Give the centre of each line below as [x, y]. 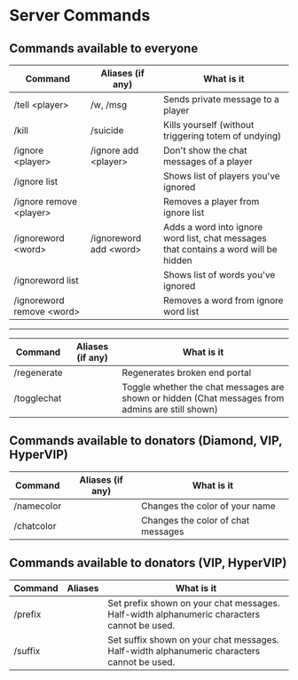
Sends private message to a [221, 99]
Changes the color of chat [196, 520]
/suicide [107, 130]
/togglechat [38, 398]
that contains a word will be [220, 249]
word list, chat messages [216, 238]
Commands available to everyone [104, 48]
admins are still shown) [170, 409]
